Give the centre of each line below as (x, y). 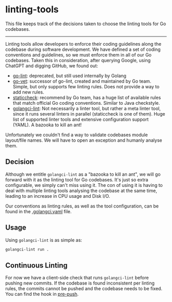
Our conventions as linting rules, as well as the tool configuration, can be (82, 206)
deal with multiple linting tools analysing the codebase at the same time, (81, 191)
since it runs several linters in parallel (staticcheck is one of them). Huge (89, 114)
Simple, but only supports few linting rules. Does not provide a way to (86, 86)
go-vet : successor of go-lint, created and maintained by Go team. (82, 81)
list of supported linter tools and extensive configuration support (81, 119)
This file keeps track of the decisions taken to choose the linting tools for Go (86, 24)
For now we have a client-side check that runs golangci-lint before (77, 278)
